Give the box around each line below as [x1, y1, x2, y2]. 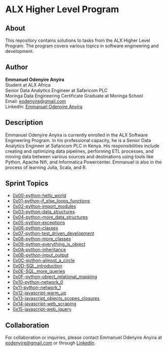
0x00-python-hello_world [12, 193, 66, 199]
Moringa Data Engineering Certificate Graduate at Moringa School [5, 93, 143, 99]
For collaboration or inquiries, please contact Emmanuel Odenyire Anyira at [5, 335, 162, 341]
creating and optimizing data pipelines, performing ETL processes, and [5, 148, 154, 154]
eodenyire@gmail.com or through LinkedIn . [5, 340, 96, 346]
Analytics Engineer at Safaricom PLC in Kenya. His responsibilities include [5, 143, 160, 149]
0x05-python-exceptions [12, 220, 65, 226]
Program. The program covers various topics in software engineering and [5, 43, 159, 49]
